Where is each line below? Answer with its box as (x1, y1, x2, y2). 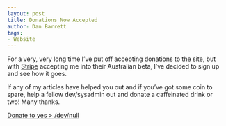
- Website (7, 36, 36, 43)
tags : (7, 29, 23, 37)
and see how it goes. (7, 70, 67, 78)
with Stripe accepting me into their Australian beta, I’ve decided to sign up (7, 62, 220, 71)
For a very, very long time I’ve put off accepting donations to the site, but (7, 55, 216, 63)
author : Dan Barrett (7, 23, 67, 30)
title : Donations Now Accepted (7, 17, 98, 24)
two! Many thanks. (7, 98, 60, 106)
